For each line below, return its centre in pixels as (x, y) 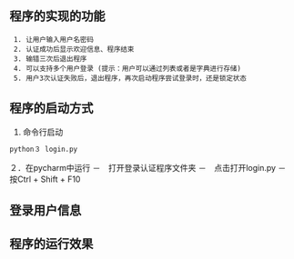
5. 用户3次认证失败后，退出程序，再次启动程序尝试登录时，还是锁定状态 (130, 78)
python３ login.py (44, 149)
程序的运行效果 (51, 244)
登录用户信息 (46, 210)
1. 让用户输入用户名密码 (53, 39)
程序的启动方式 (51, 109)
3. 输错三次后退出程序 (50, 59)
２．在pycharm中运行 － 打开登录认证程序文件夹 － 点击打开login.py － (148, 167)
